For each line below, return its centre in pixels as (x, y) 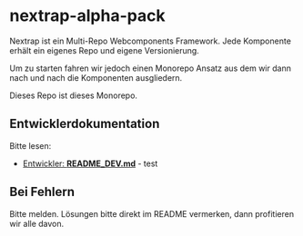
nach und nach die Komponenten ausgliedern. (96, 77)
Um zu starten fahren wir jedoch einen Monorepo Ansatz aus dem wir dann (150, 68)
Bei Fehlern (42, 192)
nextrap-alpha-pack (87, 16)
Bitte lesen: (30, 145)
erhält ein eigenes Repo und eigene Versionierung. (105, 50)
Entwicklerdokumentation (85, 124)
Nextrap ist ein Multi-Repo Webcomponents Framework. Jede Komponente (150, 41)
